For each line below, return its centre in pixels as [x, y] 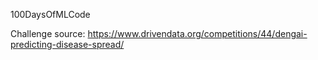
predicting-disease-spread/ [67, 44]
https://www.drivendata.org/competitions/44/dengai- [197, 33]
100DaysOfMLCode [50, 14]
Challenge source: [48, 33]
